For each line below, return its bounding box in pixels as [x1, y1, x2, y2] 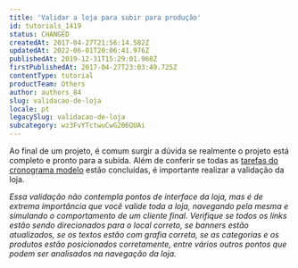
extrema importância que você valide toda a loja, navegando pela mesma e [9, 201, 289, 211]
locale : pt [9, 105, 50, 113]
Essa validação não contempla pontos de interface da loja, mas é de [9, 191, 263, 202]
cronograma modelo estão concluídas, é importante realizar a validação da [9, 164, 285, 175]
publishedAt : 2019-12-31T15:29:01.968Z [9, 54, 158, 63]
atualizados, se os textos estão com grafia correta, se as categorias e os [9, 230, 279, 239]
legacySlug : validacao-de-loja [9, 113, 126, 121]
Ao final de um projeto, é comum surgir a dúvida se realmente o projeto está [9, 146, 289, 156]
